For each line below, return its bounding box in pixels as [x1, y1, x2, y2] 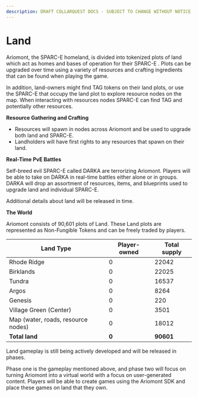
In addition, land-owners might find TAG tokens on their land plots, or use [6, 84, 184, 91]
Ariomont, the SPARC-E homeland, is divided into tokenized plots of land [6, 54, 182, 61]
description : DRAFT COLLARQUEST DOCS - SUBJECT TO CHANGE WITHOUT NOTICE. [6, 8, 194, 15]
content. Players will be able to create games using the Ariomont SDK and [6, 378, 186, 385]
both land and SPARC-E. [14, 132, 74, 139]
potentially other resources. [6, 103, 73, 110]
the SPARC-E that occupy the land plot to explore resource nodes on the [6, 90, 181, 97]
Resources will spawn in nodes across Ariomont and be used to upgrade [14, 125, 191, 133]
